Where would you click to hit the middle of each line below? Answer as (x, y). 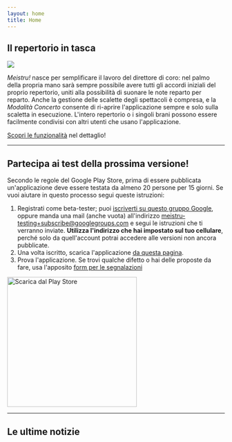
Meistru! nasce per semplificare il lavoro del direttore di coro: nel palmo (109, 78)
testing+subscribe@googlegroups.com (73, 223)
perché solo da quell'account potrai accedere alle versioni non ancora (117, 238)
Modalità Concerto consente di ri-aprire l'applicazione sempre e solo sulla (113, 107)
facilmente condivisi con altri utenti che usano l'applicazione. (94, 122)
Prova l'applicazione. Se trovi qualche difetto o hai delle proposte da (114, 260)
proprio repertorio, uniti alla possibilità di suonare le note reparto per (104, 92)
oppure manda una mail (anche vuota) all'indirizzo (88, 216)
